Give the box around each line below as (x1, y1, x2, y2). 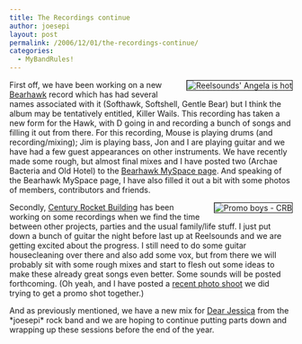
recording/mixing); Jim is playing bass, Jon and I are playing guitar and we (9, 137, 286, 147)
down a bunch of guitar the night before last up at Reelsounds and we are (9, 231, 282, 241)
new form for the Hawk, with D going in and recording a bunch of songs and (9, 118, 291, 128)
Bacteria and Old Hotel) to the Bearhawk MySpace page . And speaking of (9, 165, 282, 176)
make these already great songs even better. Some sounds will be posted (9, 269, 281, 279)
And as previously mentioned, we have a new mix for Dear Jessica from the (9, 305, 289, 315)
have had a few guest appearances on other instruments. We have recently (9, 146, 288, 157)
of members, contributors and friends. (9, 185, 151, 195)
